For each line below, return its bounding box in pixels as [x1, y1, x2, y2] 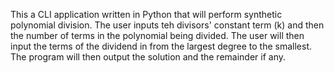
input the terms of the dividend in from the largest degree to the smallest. [10, 40, 313, 52]
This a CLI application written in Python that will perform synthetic [10, 9, 283, 20]
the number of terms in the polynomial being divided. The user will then [10, 30, 305, 41]
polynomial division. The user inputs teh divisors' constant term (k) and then [10, 19, 325, 31]
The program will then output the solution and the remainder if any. [10, 51, 286, 63]
